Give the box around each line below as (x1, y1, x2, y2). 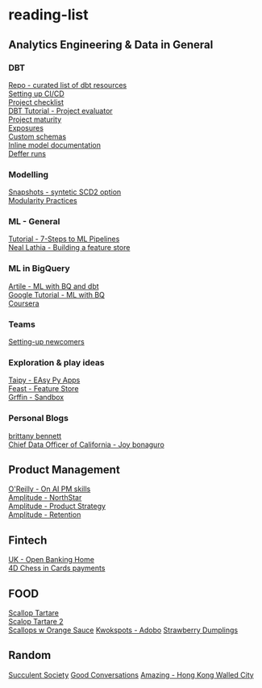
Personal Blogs (8, 413, 69, 424)
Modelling (8, 169, 49, 180)
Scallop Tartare (8, 608, 59, 618)
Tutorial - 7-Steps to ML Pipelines (8, 234, 120, 244)
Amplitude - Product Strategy (8, 502, 106, 511)
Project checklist (8, 97, 64, 106)
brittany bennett (8, 431, 62, 440)
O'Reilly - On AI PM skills (8, 484, 91, 494)
